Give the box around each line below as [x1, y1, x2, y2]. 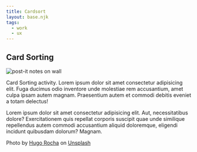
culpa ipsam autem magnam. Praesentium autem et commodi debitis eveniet [6, 92, 192, 99]
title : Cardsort [6, 8, 46, 15]
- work [11, 25, 28, 31]
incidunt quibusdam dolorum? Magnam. [6, 127, 102, 135]
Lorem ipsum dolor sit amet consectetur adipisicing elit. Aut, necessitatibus [6, 109, 188, 116]
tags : [6, 19, 19, 25]
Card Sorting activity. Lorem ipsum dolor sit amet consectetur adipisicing [6, 79, 183, 86]
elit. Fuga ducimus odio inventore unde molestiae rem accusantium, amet [6, 85, 183, 92]
